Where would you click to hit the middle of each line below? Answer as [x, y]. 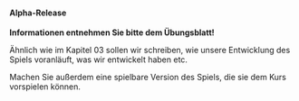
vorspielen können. [45, 87]
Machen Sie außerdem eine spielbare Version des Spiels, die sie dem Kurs [148, 78]
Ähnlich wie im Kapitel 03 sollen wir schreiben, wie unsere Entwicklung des [150, 50]
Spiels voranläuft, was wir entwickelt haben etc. [99, 60]
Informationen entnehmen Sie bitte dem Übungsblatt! [112, 32]
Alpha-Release [38, 13]
